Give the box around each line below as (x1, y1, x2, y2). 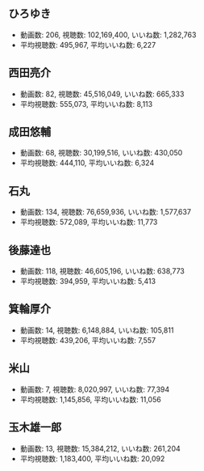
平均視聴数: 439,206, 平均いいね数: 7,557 (19, 335, 156, 345)
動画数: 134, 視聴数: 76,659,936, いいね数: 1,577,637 (19, 207, 192, 217)
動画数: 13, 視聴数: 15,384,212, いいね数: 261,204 (19, 443, 181, 453)
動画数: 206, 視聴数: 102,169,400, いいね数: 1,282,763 (19, 30, 197, 40)
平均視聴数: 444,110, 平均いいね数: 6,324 (19, 158, 155, 168)
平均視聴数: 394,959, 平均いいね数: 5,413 (19, 277, 156, 286)
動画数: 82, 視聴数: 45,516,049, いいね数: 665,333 (19, 89, 185, 99)
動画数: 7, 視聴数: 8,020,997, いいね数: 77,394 (19, 384, 170, 394)
